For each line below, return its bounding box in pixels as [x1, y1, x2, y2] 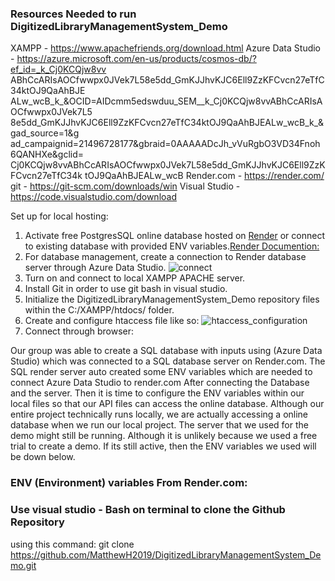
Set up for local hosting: [10, 210, 109, 222]
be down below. [10, 451, 76, 463]
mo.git [10, 559, 37, 571]
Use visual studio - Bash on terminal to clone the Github [10, 503, 286, 517]
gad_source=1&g [10, 127, 80, 139]
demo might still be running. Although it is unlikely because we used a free [10, 430, 318, 442]
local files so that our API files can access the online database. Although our [10, 398, 325, 410]
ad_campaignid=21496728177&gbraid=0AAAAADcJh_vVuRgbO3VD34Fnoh [10, 138, 321, 150]
